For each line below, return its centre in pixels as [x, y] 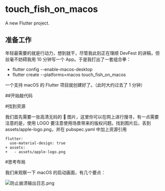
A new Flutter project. [27, 23]
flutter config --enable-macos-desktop [53, 69]
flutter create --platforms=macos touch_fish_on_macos [69, 74]
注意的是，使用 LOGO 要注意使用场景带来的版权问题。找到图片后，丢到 [78, 123]
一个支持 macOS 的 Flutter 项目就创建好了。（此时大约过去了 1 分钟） [75, 85]
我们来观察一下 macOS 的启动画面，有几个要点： [55, 172]
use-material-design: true [38, 143]
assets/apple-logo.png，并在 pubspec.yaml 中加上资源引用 [66, 129]
